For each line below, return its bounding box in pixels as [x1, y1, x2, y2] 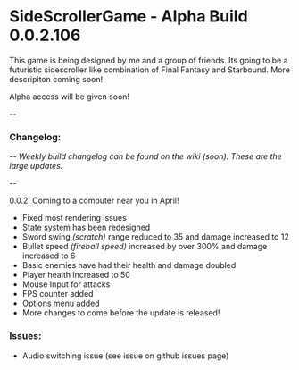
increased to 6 [21, 250, 76, 261]
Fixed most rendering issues [21, 213, 127, 223]
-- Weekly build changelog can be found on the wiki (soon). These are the [9, 151, 283, 162]
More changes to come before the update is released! [21, 307, 220, 318]
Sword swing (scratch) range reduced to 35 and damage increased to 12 [21, 231, 290, 242]
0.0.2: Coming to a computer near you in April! [9, 195, 180, 206]
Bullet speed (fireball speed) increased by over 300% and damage [21, 241, 268, 252]
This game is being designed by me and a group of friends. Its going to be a [9, 55, 288, 65]
